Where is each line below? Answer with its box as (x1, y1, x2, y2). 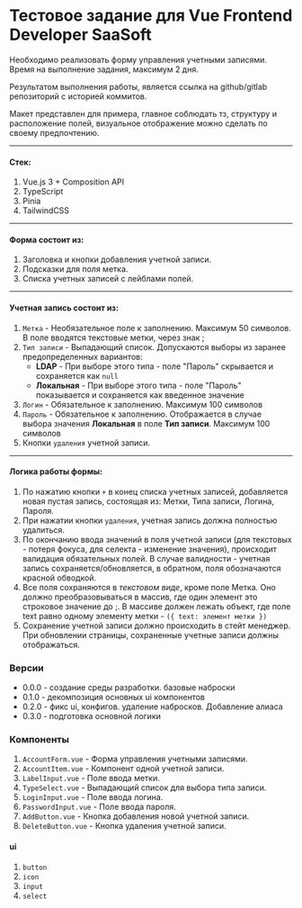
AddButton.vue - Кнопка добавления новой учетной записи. (22, 811, 250, 822)
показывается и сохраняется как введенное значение (35, 389, 244, 400)
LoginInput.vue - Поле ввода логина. (22, 792, 164, 803)
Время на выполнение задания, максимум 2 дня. (9, 64, 200, 75)
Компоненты (9, 733, 70, 745)
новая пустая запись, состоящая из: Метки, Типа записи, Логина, (22, 496, 275, 507)
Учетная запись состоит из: (9, 302, 120, 313)
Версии (9, 661, 44, 674)
